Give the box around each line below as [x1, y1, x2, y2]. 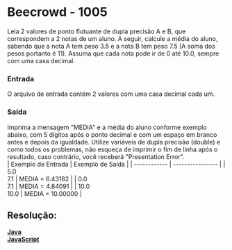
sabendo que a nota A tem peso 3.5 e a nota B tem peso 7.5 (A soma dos [7, 42, 215, 50]
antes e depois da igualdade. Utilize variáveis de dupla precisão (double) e [7, 137, 221, 146]
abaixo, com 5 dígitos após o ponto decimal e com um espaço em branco [7, 130, 217, 139]
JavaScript [7, 235, 40, 244]
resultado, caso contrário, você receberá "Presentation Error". [7, 152, 185, 160]
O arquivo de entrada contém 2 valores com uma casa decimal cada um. [7, 90, 215, 98]
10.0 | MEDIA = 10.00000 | [7, 189, 82, 198]
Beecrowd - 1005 [7, 4, 108, 20]
